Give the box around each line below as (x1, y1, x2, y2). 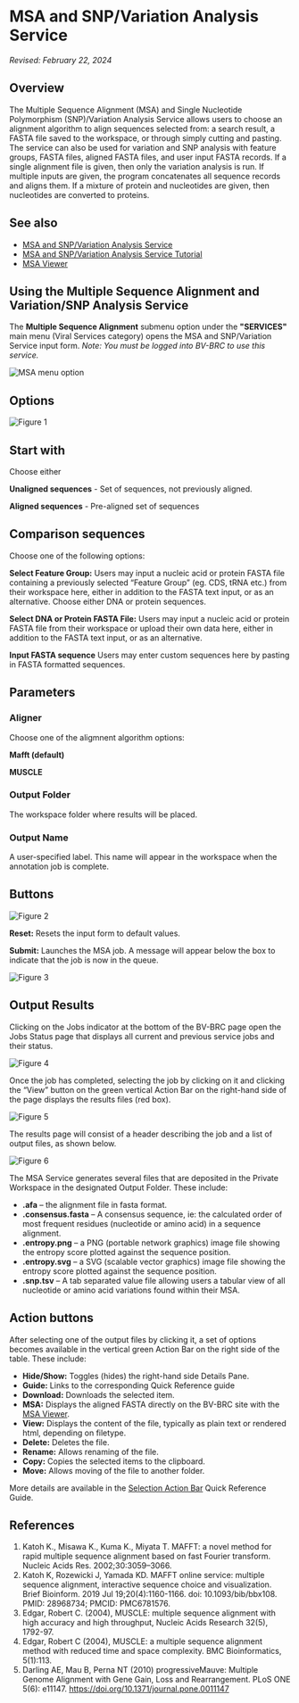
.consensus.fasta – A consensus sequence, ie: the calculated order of (21, 1209, 283, 1219)
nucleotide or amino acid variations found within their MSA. (21, 1285, 241, 1295)
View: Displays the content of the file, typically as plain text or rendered (21, 1418, 287, 1428)
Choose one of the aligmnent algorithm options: (9, 732, 185, 742)
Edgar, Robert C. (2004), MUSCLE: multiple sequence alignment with (21, 1608, 277, 1618)
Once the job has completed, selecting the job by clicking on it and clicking (9, 1075, 286, 1086)
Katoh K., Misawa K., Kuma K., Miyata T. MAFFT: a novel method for (21, 1542, 272, 1552)
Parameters (9, 685, 76, 700)
